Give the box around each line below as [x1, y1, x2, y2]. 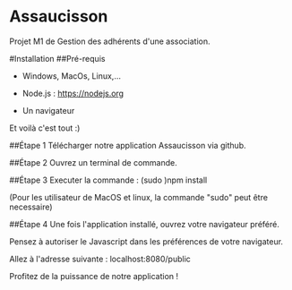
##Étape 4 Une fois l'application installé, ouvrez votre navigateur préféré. [9, 218, 279, 229]
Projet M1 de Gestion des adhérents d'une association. [9, 36, 210, 47]
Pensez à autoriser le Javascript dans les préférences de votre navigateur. [9, 235, 284, 247]
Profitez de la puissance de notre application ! [9, 270, 179, 281]
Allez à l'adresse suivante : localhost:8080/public [9, 253, 191, 264]
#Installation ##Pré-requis [9, 53, 106, 64]
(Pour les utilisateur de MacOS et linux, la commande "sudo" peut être [9, 192, 269, 202]
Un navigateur [21, 105, 75, 115]
